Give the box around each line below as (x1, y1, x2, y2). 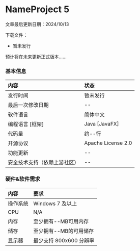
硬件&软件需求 (5, 175, 41, 183)
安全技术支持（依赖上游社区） (8, 159, 80, 166)
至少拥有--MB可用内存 (33, 218, 89, 225)
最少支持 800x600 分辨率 (33, 237, 95, 244)
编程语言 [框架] (8, 121, 44, 128)
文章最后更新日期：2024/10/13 (5, 21, 69, 27)
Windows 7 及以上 (33, 200, 77, 207)
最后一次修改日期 (8, 102, 49, 109)
